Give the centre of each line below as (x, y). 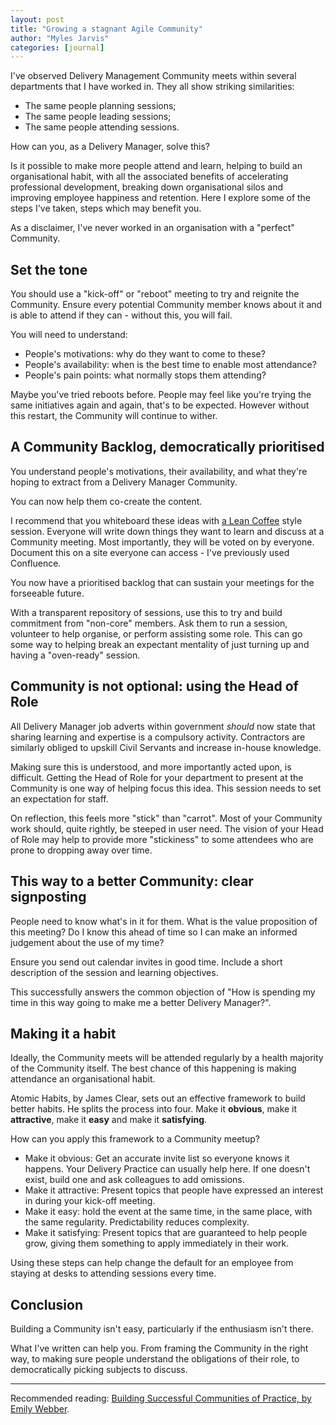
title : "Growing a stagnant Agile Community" (106, 29)
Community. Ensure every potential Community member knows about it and (166, 305)
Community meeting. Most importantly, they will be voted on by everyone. (162, 542)
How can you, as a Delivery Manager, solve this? (110, 147)
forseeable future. (47, 593)
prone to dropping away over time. (81, 850)
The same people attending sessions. (102, 127)
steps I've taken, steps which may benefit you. (106, 208)
